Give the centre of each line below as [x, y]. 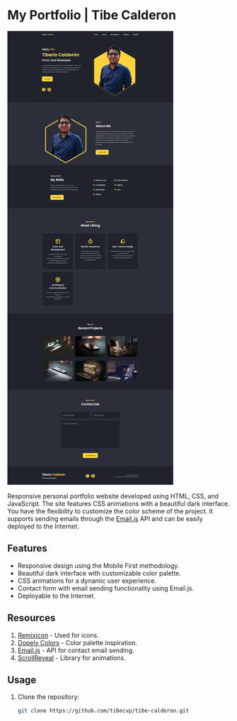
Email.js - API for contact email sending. [76, 650]
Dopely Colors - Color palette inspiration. [77, 642]
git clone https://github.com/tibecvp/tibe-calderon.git [103, 711]
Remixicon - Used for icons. [58, 635]
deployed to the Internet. [43, 526]
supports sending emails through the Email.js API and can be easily [105, 518]
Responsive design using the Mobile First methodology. [98, 565]
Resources [31, 618]
